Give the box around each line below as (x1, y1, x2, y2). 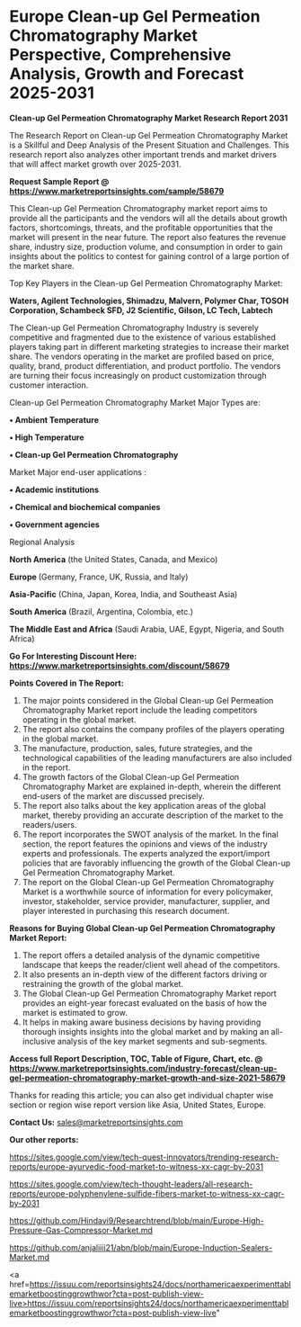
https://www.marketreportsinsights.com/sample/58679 (9, 185, 225, 196)
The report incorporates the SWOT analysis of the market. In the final (22, 829, 279, 839)
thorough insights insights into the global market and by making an (22, 1026, 270, 1036)
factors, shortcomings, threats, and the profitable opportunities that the (9, 222, 273, 233)
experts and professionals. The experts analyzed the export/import (22, 847, 270, 858)
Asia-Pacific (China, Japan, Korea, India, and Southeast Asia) (9, 588, 238, 599)
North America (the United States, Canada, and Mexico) (9, 553, 218, 564)
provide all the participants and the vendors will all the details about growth (9, 212, 288, 223)
